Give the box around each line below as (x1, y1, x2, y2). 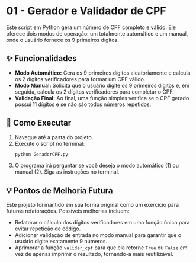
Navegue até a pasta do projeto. (14, 133, 94, 140)
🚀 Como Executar (6, 118, 72, 128)
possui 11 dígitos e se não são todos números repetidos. (14, 101, 152, 108)
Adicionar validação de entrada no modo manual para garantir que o (14, 232, 182, 239)
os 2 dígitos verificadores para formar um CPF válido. (14, 75, 146, 82)
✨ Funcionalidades (6, 53, 77, 63)
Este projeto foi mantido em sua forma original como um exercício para (6, 201, 179, 209)
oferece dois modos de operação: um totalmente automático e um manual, (6, 30, 188, 37)
